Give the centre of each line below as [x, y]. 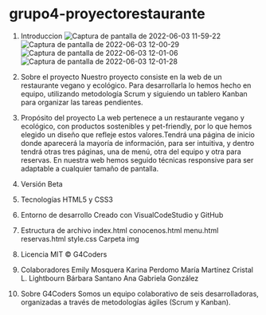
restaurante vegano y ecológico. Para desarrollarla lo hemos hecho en [136, 85]
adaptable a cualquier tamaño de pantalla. [90, 168]
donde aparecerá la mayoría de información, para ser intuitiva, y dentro [137, 143]
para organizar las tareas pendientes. [82, 102]
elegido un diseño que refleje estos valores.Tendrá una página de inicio [138, 134]
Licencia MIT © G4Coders [64, 254]
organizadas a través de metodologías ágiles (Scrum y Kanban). [125, 302]
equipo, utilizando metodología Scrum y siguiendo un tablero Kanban [134, 93]
